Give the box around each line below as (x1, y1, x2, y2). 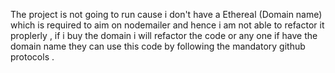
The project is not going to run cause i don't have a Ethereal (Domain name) (10, 9, 323, 20)
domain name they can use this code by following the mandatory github (10, 40, 306, 52)
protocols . (10, 51, 55, 63)
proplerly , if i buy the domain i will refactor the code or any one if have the (10, 30, 318, 41)
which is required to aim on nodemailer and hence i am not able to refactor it (10, 19, 325, 31)
